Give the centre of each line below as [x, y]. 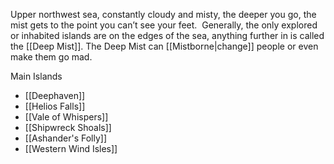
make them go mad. [51, 57]
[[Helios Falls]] [55, 106]
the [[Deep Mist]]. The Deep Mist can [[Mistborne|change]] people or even [164, 46]
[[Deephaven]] [55, 95]
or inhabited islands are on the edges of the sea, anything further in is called [167, 35]
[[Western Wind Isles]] [71, 148]
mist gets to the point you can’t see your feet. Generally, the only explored [164, 25]
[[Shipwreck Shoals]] [68, 127]
